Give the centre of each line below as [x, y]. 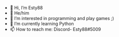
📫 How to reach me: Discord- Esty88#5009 [55, 29]
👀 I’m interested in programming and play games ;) [62, 18]
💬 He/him [19, 13]
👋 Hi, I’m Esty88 [26, 8]
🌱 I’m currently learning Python [42, 23]
